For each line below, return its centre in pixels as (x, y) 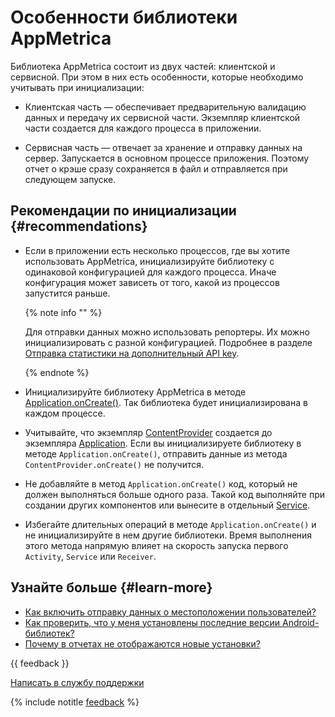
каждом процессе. (65, 413)
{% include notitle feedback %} (75, 702)
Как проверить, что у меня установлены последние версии (152, 622)
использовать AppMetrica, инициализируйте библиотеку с (149, 261)
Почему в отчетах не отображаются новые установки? (142, 643)
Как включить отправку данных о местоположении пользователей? (170, 612)
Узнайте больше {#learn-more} (111, 587)
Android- (301, 622)
